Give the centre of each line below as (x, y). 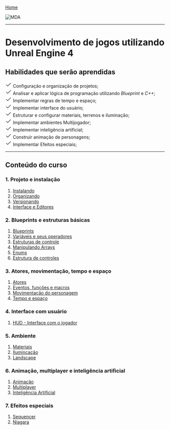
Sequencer (24, 417)
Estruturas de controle (36, 242)
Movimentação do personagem (45, 293)
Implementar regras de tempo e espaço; (55, 101)
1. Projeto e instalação (33, 180)
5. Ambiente (21, 336)
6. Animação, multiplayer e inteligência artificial (65, 371)
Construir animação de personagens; (51, 137)
